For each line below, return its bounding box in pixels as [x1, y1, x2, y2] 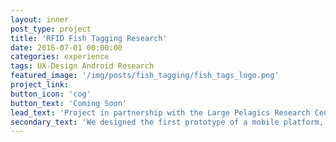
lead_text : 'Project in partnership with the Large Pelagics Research [10, 107, 311, 118]
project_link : [10, 80, 70, 90]
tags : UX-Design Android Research [10, 61, 155, 71]
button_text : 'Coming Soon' [10, 98, 128, 108]
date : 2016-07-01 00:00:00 [10, 42, 123, 53]
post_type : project [10, 24, 92, 34]
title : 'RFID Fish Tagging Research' [10, 33, 168, 43]
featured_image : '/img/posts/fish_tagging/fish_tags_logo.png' [10, 71, 280, 81]
